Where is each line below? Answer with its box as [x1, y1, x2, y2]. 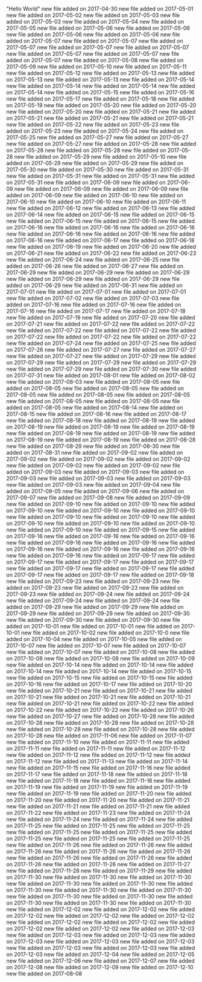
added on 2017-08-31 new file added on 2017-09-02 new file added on [6, 449, 183, 456]
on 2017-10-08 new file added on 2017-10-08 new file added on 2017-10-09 [6, 655, 195, 662]
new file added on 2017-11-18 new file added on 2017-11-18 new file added [6, 777, 191, 784]
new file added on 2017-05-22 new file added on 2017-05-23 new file [6, 121, 180, 128]
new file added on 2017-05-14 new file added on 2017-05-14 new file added [6, 82, 195, 90]
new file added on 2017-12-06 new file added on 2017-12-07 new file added [6, 957, 195, 964]
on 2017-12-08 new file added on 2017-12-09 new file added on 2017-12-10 [6, 964, 194, 970]
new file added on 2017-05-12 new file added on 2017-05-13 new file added [6, 70, 195, 76]
